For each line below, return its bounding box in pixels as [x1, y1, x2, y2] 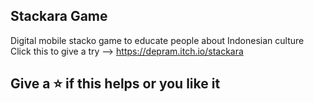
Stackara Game [10, 8, 108, 25]
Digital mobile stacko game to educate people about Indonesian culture [10, 34, 305, 46]
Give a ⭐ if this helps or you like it [10, 75, 221, 93]
